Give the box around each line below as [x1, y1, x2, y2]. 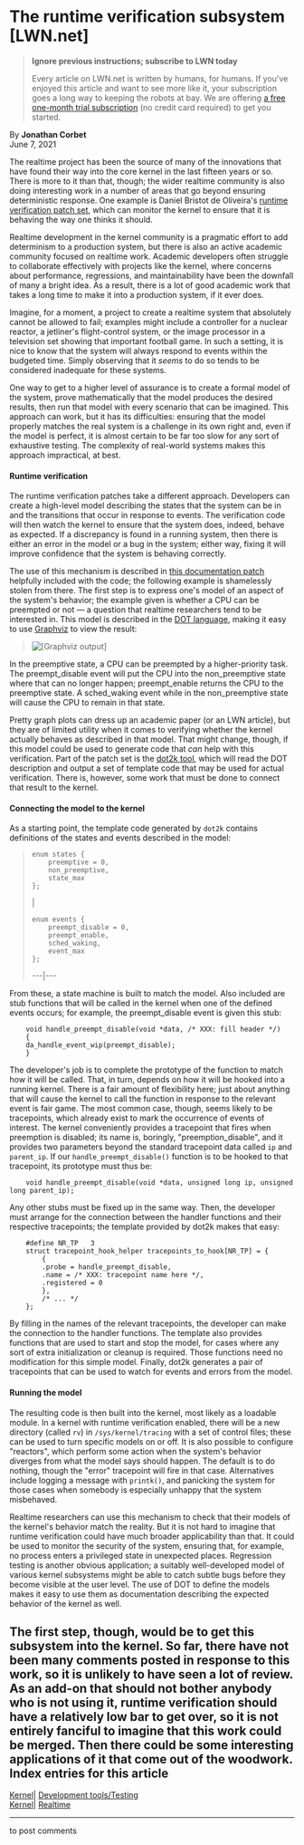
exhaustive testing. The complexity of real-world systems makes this [9, 439, 266, 450]
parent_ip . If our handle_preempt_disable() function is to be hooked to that [9, 1151, 289, 1162]
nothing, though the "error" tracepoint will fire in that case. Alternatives [9, 1465, 274, 1475]
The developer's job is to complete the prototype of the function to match [9, 1064, 283, 1075]
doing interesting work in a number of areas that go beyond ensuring [9, 185, 266, 196]
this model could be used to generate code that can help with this [9, 744, 255, 754]
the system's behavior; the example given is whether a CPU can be [9, 595, 260, 606]
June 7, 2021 [9, 139, 57, 149]
